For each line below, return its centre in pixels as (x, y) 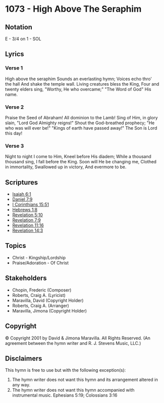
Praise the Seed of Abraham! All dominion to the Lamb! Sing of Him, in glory (82, 117)
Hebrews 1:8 (25, 210)
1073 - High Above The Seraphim (73, 9)
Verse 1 (14, 68)
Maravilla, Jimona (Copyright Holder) (49, 311)
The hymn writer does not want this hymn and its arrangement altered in (85, 380)
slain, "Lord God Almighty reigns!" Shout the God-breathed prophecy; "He (80, 123)
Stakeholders (26, 278)
